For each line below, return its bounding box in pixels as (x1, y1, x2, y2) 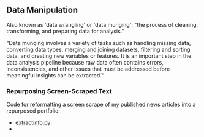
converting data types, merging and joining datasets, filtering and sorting (6, 46, 191, 53)
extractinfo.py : (15, 119, 52, 127)
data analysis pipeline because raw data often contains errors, (6, 58, 164, 66)
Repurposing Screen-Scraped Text (6, 86, 112, 95)
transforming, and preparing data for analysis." (6, 27, 124, 35)
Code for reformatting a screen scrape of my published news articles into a (6, 100, 196, 108)
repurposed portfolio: (6, 107, 60, 114)
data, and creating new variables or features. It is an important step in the (6, 52, 192, 60)
